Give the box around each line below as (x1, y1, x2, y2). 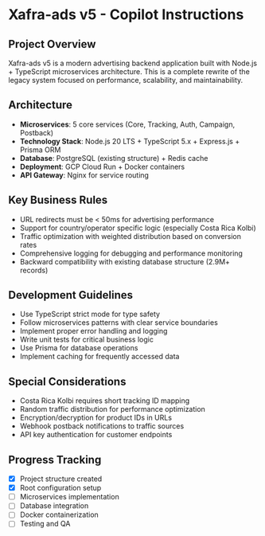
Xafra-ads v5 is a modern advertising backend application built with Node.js (8, 58, 257, 68)
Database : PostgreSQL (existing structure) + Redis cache (19, 153, 208, 162)
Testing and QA (19, 519, 71, 529)
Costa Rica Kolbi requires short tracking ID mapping (19, 396, 190, 405)
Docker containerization (19, 510, 99, 519)
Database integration (19, 501, 89, 511)
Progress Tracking (8, 452, 102, 467)
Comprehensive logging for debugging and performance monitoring (19, 248, 243, 258)
